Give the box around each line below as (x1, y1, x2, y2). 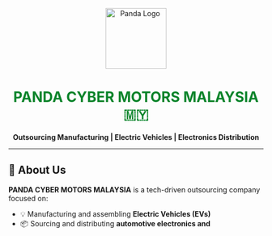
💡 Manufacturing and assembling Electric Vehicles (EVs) (19, 209, 211, 218)
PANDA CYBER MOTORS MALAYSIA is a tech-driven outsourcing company (8, 184, 261, 194)
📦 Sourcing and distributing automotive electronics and (19, 218, 210, 228)
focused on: (8, 193, 49, 203)
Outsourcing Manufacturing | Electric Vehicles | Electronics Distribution (12, 132, 260, 141)
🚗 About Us (8, 163, 66, 177)
